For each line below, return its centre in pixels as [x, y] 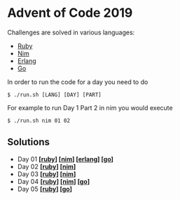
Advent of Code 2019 [70, 13]
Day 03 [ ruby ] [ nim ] [47, 174]
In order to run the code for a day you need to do [78, 81]
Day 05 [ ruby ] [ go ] [44, 189]
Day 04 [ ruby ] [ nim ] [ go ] [53, 181]
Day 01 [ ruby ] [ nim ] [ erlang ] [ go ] [65, 159]
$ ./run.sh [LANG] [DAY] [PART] [54, 95]
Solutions [29, 142]
